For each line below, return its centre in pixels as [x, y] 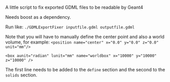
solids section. [21, 75]
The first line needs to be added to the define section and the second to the [85, 70]
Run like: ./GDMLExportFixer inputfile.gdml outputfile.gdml [70, 27]
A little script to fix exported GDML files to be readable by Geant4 [74, 7]
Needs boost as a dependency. [38, 17]
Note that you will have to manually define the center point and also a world [85, 37]
